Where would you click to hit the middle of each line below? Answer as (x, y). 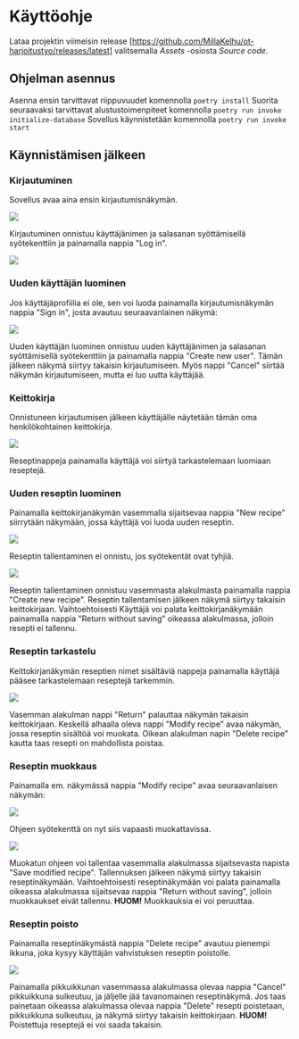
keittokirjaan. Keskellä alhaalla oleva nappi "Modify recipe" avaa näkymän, (145, 724)
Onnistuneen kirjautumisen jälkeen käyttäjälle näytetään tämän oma (133, 418)
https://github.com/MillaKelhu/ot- (193, 41)
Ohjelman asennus (62, 79)
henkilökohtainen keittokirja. (61, 427)
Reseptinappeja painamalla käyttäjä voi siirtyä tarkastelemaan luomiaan (140, 461)
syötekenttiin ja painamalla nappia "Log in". (88, 244)
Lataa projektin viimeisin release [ (71, 41)
